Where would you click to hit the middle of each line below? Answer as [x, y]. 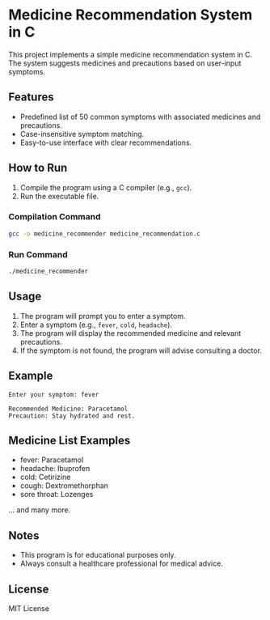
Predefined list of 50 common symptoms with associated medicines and [140, 117]
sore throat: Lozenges [57, 495]
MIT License [29, 608]
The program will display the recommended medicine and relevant [131, 333]
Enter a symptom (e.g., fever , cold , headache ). [96, 325]
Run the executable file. [59, 196]
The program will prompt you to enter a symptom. [103, 316]
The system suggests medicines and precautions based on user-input [125, 63]
